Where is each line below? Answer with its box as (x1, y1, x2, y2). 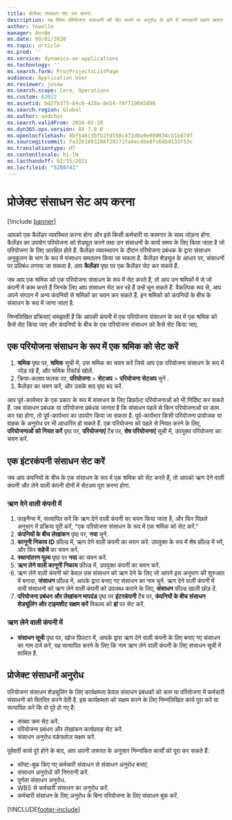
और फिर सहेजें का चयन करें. (17, 546, 79, 554)
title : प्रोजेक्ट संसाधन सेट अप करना (7, 10, 91, 17)
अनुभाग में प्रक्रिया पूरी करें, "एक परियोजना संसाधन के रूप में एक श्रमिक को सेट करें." (17, 523, 199, 531)
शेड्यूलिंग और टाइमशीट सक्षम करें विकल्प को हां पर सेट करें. (17, 600, 145, 608)
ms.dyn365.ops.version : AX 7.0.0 (7, 126, 104, 133)
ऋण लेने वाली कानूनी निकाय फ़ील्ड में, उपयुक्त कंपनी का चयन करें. (17, 561, 161, 569)
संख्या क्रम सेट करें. (17, 717, 60, 725)
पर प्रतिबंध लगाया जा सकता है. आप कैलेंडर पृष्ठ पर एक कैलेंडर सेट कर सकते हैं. (7, 262, 180, 270)
